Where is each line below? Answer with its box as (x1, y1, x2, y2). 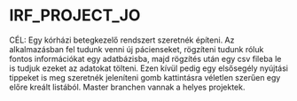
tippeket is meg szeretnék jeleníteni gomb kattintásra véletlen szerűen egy (9, 72, 281, 82)
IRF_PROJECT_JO (9, 5, 141, 26)
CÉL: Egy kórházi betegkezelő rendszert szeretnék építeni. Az (9, 35, 235, 45)
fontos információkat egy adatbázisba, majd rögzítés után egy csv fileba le (9, 53, 282, 64)
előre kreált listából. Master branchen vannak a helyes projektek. (9, 82, 246, 92)
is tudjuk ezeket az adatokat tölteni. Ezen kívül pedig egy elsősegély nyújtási (9, 63, 288, 74)
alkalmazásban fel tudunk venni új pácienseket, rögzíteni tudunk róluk (9, 43, 264, 54)
